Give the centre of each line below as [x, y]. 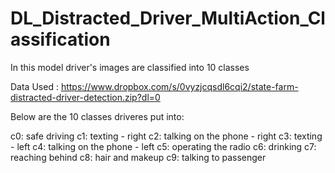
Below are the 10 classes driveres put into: [97, 116]
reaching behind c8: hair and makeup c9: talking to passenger [138, 157]
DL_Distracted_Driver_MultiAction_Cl [168, 18]
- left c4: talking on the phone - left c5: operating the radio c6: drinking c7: [163, 146]
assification [60, 39]
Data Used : [34, 86]
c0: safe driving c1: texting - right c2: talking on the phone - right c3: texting [166, 136]
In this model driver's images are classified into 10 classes [130, 67]
